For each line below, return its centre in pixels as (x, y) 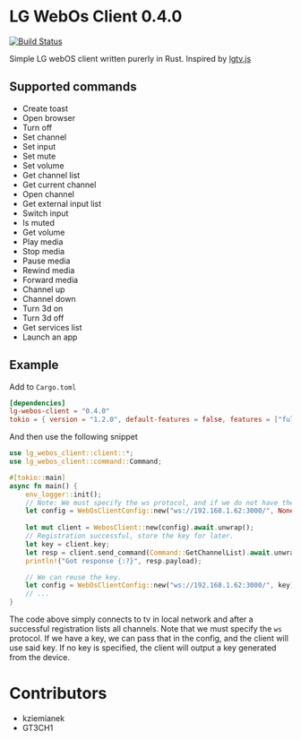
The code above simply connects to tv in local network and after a (131, 619)
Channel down (49, 298)
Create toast (45, 108)
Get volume (43, 232)
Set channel (44, 137)
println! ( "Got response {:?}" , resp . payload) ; (114, 561)
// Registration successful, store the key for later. (130, 536)
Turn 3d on (43, 308)
